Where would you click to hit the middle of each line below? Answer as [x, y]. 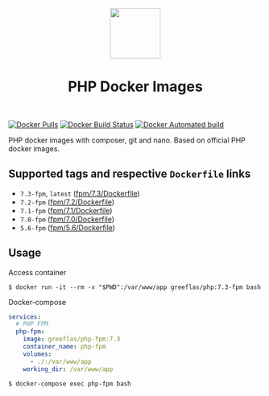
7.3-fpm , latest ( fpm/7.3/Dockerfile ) [80, 193]
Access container [37, 272]
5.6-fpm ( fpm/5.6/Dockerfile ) [67, 227]
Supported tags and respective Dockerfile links [130, 174]
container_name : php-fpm [64, 347]
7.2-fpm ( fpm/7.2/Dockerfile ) [67, 202]
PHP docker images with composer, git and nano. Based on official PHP [127, 140]
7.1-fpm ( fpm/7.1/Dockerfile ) [66, 210]
